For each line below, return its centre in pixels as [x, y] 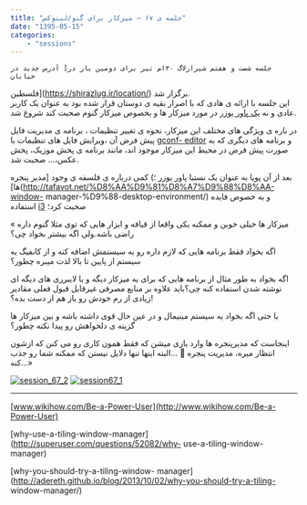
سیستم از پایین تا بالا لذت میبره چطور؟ [76, 261]
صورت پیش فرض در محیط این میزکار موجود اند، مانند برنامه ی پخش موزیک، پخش [149, 150]
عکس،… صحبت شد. [45, 160]
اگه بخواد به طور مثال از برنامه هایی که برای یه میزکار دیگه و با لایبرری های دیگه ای [150, 279]
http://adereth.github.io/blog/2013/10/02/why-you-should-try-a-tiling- [144, 481]
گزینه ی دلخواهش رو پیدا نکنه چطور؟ [73, 326]
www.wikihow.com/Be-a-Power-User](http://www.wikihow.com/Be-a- [145, 406]
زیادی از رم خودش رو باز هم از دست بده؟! [82, 299]
